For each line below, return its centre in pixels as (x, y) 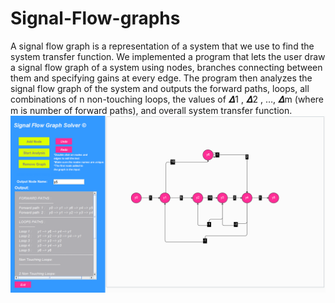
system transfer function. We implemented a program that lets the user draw (168, 56)
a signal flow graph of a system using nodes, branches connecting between (166, 67)
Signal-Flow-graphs (95, 18)
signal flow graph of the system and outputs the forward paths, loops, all (160, 88)
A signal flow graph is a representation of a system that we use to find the (162, 46)
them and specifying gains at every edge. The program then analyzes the (161, 78)
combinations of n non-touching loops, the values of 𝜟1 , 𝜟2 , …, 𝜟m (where (167, 99)
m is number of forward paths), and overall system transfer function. (151, 110)
